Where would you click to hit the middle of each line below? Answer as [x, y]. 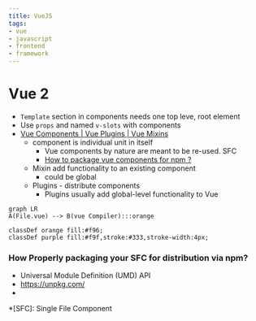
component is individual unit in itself [93, 142]
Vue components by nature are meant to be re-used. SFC [141, 150]
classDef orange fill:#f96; [56, 230]
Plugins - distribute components [86, 185]
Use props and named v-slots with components [100, 125]
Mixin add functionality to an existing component [114, 168]
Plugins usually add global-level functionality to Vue [131, 194]
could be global [70, 176]
